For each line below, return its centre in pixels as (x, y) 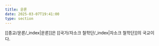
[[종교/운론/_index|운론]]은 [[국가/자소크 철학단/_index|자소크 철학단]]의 (73, 33)
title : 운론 (16, 9)
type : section (19, 18)
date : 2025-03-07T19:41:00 (32, 14)
